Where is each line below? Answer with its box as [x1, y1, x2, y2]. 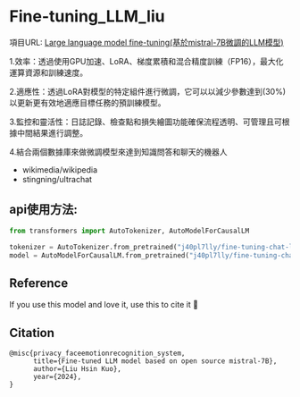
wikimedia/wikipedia [21, 164, 98, 175]
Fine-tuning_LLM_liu [9, 6, 165, 27]
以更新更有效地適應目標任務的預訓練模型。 [9, 97, 166, 108]
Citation [9, 325, 55, 341]
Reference [9, 275, 69, 291]
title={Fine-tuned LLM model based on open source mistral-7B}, [32, 357, 278, 366]
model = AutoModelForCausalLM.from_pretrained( [9, 250, 190, 260]
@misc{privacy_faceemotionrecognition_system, [9, 349, 186, 358]
